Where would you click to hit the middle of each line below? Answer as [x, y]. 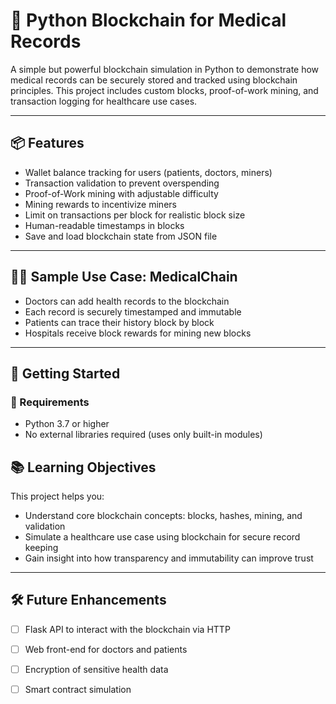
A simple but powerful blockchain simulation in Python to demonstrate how [165, 69]
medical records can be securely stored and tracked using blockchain [154, 80]
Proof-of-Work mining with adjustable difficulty [121, 193]
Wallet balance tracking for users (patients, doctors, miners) [148, 172]
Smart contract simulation [78, 690]
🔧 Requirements [50, 402]
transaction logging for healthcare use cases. [104, 101]
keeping [41, 548]
